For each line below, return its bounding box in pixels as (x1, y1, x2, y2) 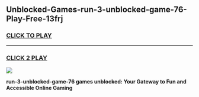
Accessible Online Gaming (6, 84, 73, 91)
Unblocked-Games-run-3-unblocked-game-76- (6, 5, 188, 15)
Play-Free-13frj (6, 14, 63, 24)
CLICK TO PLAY (6, 32, 52, 40)
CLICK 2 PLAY (6, 53, 47, 62)
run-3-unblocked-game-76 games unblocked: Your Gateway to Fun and (6, 78, 187, 85)
